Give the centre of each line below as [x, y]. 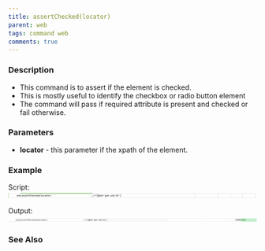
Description [31, 70]
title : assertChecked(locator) [60, 17]
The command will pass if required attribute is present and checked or [134, 104]
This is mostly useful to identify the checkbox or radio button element [132, 95]
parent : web [28, 25]
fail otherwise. [43, 112]
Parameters [31, 132]
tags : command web [38, 33]
